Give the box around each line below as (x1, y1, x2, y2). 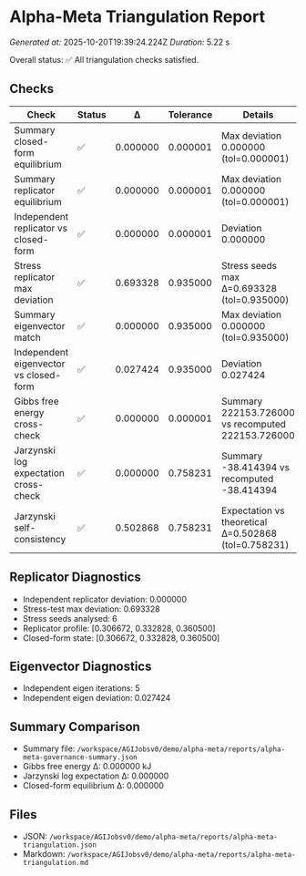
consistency (14, 532, 66, 545)
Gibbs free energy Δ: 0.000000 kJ (22, 761, 152, 772)
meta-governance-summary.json (22, 753, 138, 762)
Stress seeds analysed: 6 (22, 613, 117, 624)
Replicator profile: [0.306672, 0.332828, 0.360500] (22, 623, 216, 634)
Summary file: (22, 743, 76, 754)
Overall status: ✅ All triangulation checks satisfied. (9, 54, 199, 65)
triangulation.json (22, 840, 97, 850)
